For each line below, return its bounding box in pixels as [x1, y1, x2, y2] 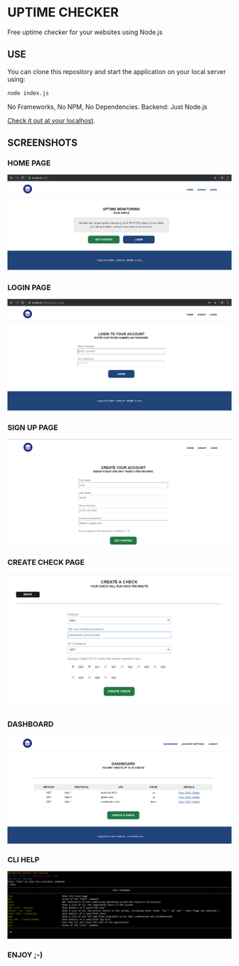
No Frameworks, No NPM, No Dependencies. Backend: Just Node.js [7, 102, 208, 111]
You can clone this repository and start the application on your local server [7, 67, 226, 75]
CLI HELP [7, 854, 40, 864]
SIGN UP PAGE [7, 423, 58, 432]
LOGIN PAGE [7, 282, 51, 292]
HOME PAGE [7, 158, 51, 168]
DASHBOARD [7, 719, 54, 729]
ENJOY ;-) [7, 950, 43, 960]
